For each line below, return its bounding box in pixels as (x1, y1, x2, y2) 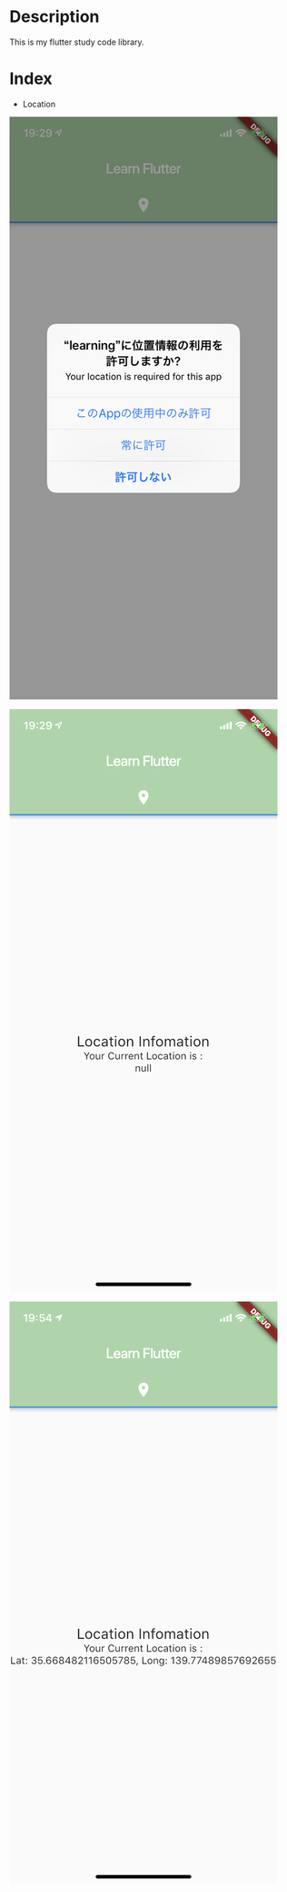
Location (22, 98, 56, 109)
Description (9, 6, 100, 27)
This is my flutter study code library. (9, 36, 144, 47)
